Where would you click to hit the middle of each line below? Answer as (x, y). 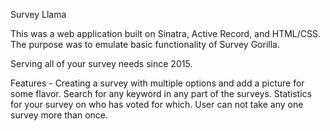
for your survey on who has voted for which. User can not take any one (157, 104)
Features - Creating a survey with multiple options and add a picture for (157, 83)
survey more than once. (59, 115)
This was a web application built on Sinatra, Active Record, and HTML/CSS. (166, 33)
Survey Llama (38, 14)
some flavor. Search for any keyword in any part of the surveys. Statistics (161, 93)
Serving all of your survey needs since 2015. (101, 63)
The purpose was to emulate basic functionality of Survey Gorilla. (145, 44)
